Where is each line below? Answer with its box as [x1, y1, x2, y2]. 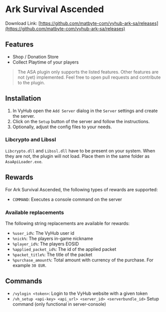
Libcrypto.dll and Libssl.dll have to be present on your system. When [5, 147, 155, 153]
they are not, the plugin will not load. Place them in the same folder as [5, 153, 150, 159]
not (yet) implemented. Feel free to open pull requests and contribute [17, 74, 161, 80]
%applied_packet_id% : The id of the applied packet [12, 246, 117, 252]
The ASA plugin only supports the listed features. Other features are [17, 69, 159, 75]
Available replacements [5, 209, 64, 216]
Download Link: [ [5, 20, 40, 26]
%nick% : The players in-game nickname [12, 235, 93, 241]
